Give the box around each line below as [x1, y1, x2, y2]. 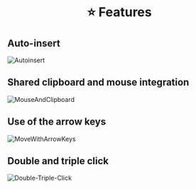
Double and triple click [7, 155, 109, 167]
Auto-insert [7, 37, 60, 49]
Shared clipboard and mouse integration [7, 76, 190, 88]
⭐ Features [87, 4, 152, 21]
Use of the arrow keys [7, 116, 107, 128]
